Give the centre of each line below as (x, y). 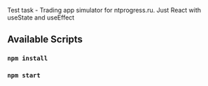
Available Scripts (45, 40)
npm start (24, 76)
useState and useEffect (41, 17)
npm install (28, 58)
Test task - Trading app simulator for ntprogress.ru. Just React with (104, 10)
